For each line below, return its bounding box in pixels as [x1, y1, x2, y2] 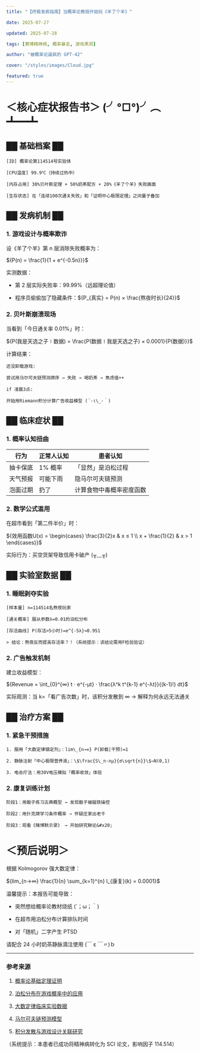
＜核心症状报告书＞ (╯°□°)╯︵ [6, 101, 161, 114]
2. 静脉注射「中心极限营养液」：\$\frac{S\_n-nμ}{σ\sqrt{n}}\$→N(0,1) [6, 758, 170, 764]
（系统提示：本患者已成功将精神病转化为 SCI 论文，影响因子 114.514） [6, 1040, 177, 1048]
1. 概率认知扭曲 [6, 435, 49, 443]
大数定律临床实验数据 [14, 1002, 67, 1010]
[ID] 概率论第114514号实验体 [6, 158, 71, 164]
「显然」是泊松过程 [74, 463, 129, 471]
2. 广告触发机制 [6, 654, 51, 663]
